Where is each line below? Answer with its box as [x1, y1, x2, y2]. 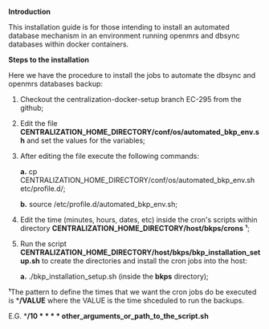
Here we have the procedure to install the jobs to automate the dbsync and [8, 71, 256, 79]
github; [19, 104, 44, 112]
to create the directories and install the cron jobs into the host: [41, 256, 247, 266]
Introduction [8, 7, 51, 16]
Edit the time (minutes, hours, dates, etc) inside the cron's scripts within [19, 215, 258, 224]
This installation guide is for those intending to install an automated [8, 22, 230, 31]
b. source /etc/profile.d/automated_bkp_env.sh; [19, 200, 178, 209]
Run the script [19, 239, 67, 248]
